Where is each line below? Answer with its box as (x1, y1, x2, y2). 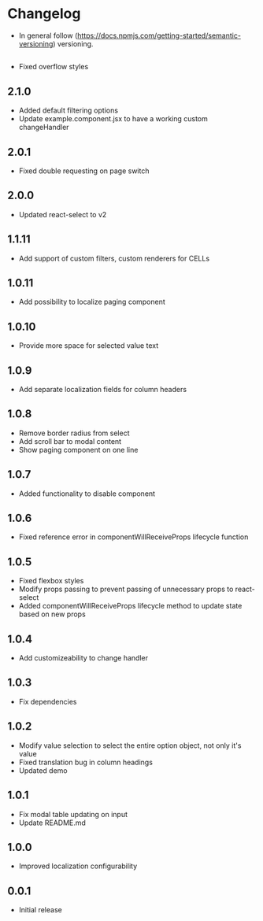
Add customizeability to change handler (18, 653, 149, 663)
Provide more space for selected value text (18, 341, 159, 350)
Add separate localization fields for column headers (18, 385, 187, 394)
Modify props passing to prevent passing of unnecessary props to (18, 584, 234, 594)
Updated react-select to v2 (18, 209, 107, 219)
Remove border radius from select (18, 428, 130, 438)
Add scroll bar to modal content (18, 436, 122, 446)
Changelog (7, 5, 81, 23)
